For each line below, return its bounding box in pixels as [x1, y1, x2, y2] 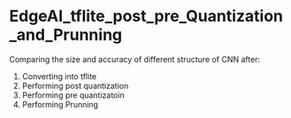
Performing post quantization [21, 80, 129, 91]
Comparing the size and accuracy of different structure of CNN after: [9, 54, 261, 64]
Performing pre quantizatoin [21, 90, 126, 100]
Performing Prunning [21, 99, 99, 109]
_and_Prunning [9, 25, 122, 45]
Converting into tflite [21, 70, 97, 81]
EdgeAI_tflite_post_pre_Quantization [9, 6, 284, 26]
